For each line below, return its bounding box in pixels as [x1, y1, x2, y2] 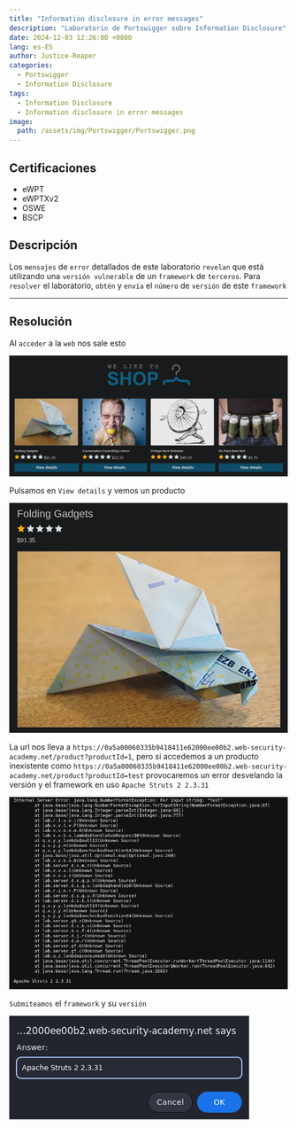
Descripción [9, 237, 78, 253]
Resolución [9, 315, 72, 330]
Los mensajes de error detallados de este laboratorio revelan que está [9, 261, 264, 272]
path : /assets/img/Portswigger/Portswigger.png [17, 127, 196, 136]
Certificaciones [9, 160, 97, 175]
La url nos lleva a [9, 741, 71, 752]
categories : [9, 61, 53, 70]
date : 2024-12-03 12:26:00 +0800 [9, 33, 133, 42]
